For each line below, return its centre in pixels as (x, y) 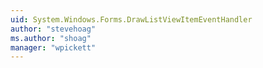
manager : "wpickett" (53, 47)
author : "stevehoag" (53, 29)
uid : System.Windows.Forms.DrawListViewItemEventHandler (131, 19)
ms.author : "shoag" (51, 38)
